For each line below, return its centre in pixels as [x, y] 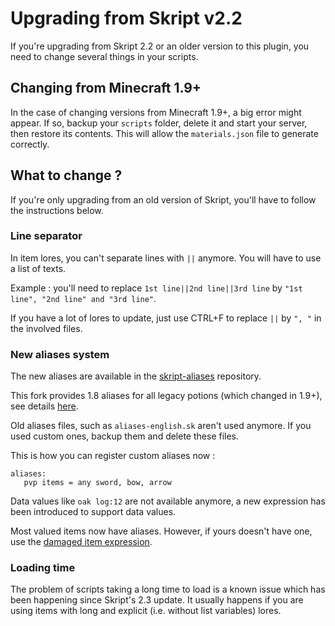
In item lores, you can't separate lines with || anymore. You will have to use [166, 258]
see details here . [44, 406]
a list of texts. [38, 268]
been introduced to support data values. [93, 512]
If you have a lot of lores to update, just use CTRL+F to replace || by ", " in [166, 318]
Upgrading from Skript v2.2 [126, 18]
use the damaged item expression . [81, 542]
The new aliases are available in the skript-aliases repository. [136, 376]
